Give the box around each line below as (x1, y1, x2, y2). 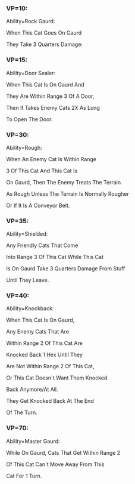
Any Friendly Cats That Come (6, 242, 79, 249)
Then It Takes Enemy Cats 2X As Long (6, 104, 100, 111)
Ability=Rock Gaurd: (6, 18, 55, 25)
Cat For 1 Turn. (6, 472, 42, 479)
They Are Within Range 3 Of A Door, (6, 93, 95, 100)
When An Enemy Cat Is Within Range (6, 155, 97, 162)
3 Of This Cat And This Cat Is (6, 167, 78, 174)
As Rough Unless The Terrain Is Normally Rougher (6, 190, 130, 198)
